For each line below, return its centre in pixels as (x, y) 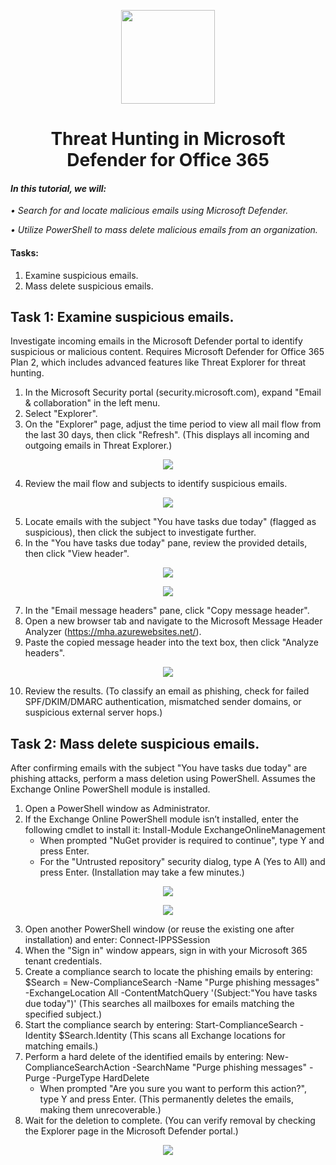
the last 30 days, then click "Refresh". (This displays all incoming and (167, 435)
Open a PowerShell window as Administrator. (117, 809)
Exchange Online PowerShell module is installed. (110, 789)
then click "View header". (77, 554)
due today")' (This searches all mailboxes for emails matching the (159, 1004)
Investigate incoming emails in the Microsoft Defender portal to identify (156, 341)
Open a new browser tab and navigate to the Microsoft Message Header (173, 621)
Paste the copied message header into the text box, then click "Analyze (171, 642)
